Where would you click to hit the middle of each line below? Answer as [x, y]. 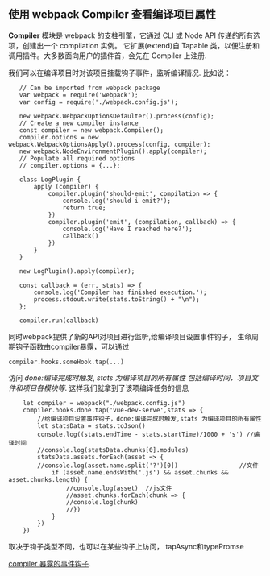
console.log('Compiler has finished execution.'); [120, 292]
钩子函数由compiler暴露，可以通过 [72, 346]
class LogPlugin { [50, 180]
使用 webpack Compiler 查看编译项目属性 [112, 15]
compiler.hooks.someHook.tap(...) [66, 362]
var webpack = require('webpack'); [79, 95]
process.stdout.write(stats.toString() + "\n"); [116, 299]
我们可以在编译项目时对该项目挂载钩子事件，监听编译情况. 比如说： [120, 73]
